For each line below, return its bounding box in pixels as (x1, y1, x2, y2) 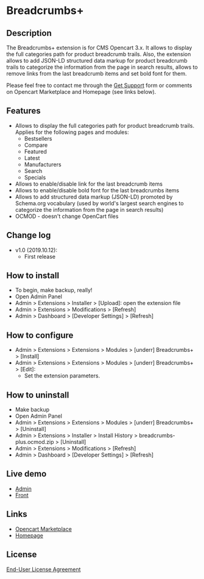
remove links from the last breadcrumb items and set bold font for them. (6, 70, 187, 77)
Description (6, 28, 52, 38)
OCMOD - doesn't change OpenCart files (15, 212, 119, 220)
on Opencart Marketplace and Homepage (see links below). (6, 88, 157, 95)
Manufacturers (24, 161, 62, 168)
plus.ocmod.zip (15, 438, 54, 446)
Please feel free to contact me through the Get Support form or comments (6, 82, 192, 89)
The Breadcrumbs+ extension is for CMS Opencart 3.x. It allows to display (6, 44, 192, 51)
